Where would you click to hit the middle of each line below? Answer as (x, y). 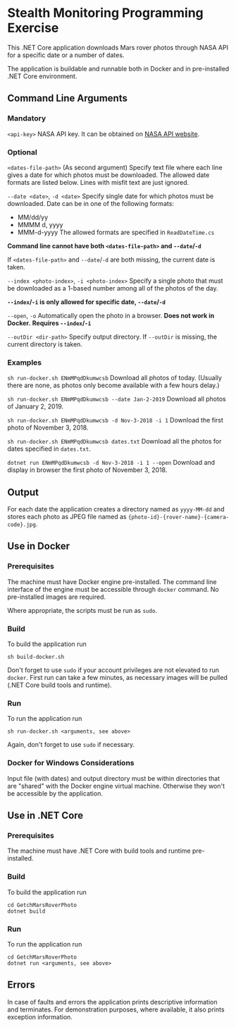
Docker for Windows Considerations (71, 763)
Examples (25, 363)
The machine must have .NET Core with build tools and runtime (99, 851)
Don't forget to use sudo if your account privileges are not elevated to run (113, 670)
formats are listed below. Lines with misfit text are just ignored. (98, 182)
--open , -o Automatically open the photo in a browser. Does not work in (111, 315)
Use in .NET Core (45, 815)
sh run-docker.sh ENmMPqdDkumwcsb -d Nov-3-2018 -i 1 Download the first (116, 420)
